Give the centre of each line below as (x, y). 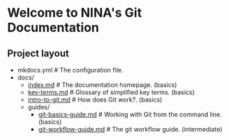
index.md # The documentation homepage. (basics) (102, 85)
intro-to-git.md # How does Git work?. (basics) (95, 100)
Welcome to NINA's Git (74, 13)
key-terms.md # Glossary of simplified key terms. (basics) (111, 92)
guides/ (39, 107)
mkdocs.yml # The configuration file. (70, 70)
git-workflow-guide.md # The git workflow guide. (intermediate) (130, 129)
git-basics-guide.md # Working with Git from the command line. (130, 114)
